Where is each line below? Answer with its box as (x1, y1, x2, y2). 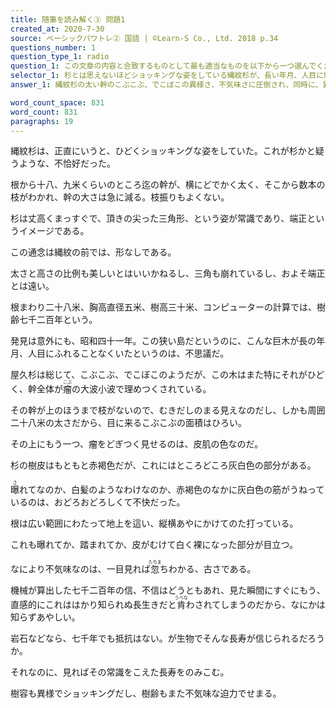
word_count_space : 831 (10, 97, 105, 108)
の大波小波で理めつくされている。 (71, 383, 212, 395)
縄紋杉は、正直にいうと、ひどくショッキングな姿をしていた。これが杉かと (10, 145, 316, 157)
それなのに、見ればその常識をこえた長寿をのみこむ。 (10, 666, 230, 678)
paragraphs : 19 (10, 116, 74, 126)
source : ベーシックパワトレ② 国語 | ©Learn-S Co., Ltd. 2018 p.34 (10, 33, 279, 43)
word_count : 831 (10, 107, 78, 117)
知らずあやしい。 (10, 611, 81, 623)
